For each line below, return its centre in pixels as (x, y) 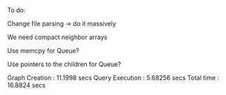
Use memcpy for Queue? (43, 51)
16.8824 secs (27, 85)
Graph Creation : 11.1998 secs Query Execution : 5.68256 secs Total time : (113, 78)
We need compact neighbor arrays (57, 37)
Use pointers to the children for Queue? (64, 64)
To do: (16, 10)
